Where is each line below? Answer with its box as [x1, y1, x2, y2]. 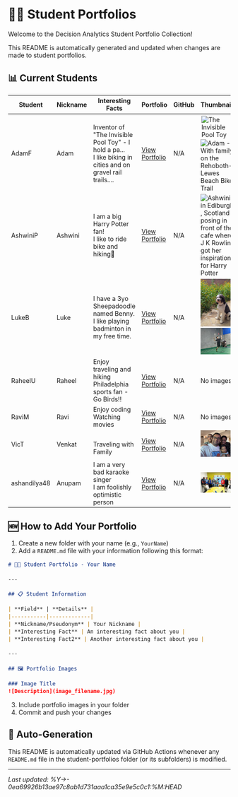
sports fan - [93, 388, 129, 396]
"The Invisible [93, 130, 133, 138]
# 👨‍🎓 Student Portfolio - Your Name [8, 561, 116, 568]
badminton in [93, 324, 131, 333]
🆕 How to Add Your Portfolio [8, 520, 137, 532]
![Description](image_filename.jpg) [8, 687, 116, 695]
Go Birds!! [93, 395, 122, 403]
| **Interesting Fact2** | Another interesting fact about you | [8, 635, 204, 642]
